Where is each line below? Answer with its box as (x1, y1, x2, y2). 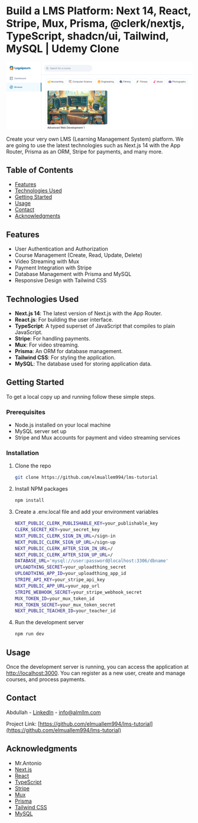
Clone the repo (14, 462, 51, 469)
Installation (6, 449, 40, 457)
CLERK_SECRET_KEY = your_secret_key (14, 527, 100, 533)
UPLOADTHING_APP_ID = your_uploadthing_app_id (14, 571, 126, 577)
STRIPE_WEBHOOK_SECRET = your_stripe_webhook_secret (14, 589, 142, 595)
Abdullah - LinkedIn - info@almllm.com (6, 708, 101, 716)
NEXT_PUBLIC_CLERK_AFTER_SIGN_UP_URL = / (14, 552, 113, 558)
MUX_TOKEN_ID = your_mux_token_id (14, 595, 95, 602)
